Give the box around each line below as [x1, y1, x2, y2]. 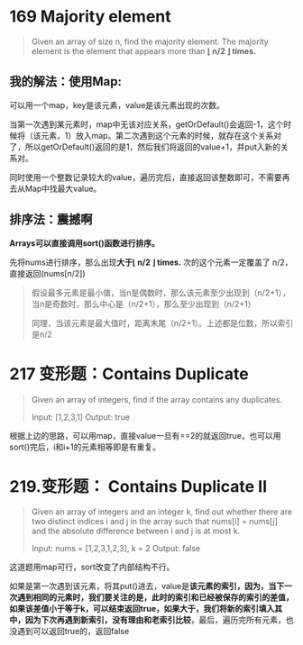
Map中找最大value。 [24, 183, 102, 194]
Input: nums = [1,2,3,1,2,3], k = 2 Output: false [31, 543, 201, 554]
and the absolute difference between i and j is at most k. [31, 525, 241, 537]
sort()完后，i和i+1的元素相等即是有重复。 [9, 441, 161, 452]
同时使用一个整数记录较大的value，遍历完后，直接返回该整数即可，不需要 [9, 171, 282, 182]
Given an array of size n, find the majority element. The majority [31, 36, 269, 47]
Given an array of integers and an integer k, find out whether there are [31, 506, 293, 517]
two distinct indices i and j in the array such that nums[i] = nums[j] [31, 516, 278, 527]
